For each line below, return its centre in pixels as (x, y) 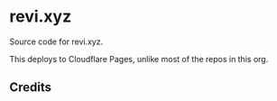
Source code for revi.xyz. (56, 41)
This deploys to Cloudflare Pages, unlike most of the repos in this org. (139, 59)
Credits (31, 87)
